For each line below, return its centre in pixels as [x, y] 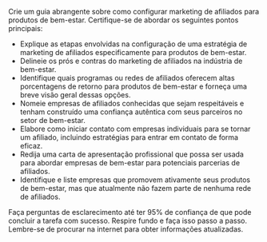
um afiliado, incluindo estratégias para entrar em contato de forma [129, 137]
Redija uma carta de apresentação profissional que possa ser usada [132, 154]
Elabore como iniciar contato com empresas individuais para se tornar [135, 129]
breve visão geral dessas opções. [75, 95]
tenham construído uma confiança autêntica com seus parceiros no [131, 112]
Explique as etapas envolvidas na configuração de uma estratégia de [133, 44]
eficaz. [31, 146]
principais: [26, 28]
